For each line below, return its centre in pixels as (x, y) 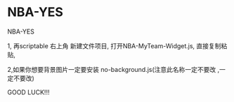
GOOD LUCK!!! (28, 92)
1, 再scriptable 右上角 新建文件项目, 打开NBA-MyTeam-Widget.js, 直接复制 (114, 45)
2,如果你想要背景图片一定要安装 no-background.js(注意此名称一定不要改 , (113, 69)
